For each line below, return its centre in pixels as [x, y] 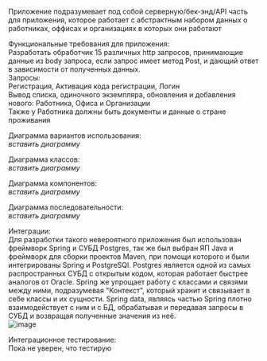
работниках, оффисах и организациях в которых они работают [115, 28]
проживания [29, 120]
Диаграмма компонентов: [53, 183]
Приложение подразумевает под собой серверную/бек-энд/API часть [128, 12]
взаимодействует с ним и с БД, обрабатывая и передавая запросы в [126, 307]
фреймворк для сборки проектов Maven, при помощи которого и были [129, 257]
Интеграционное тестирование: [62, 339]
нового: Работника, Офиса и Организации [79, 103]
